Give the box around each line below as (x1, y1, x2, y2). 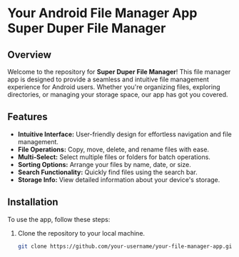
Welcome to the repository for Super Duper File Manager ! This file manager (7, 68, 231, 76)
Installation (7, 196, 59, 208)
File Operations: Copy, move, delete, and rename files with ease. (17, 145, 209, 153)
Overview (7, 49, 52, 61)
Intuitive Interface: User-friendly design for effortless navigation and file (17, 130, 232, 138)
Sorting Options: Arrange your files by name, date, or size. (17, 160, 191, 168)
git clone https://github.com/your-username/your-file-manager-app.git (17, 243, 235, 250)
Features (7, 111, 48, 123)
